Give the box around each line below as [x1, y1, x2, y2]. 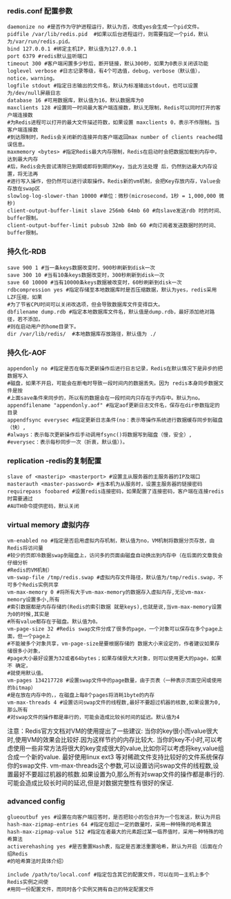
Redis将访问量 [7, 545, 43, 552]
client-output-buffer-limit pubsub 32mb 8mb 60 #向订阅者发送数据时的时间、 [7, 222, 219, 229]
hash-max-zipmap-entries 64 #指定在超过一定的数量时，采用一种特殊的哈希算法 [7, 821, 212, 828]
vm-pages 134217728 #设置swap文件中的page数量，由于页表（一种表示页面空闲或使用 [7, 677, 222, 684]
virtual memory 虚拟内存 [7, 520, 90, 530]
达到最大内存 [7, 156, 39, 163]
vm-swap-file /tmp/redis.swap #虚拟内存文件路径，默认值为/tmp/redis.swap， [7, 574, 219, 581]
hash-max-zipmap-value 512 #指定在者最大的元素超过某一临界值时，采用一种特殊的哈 [7, 828, 224, 835]
